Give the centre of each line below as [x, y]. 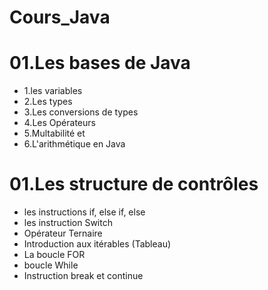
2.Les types [48, 102]
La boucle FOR [54, 255]
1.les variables [53, 91]
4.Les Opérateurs [59, 123]
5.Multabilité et [54, 133]
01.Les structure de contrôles [134, 184]
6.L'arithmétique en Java [74, 144]
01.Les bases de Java [100, 63]
